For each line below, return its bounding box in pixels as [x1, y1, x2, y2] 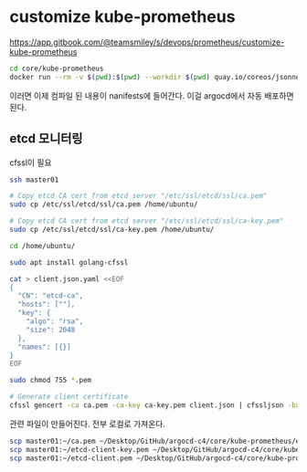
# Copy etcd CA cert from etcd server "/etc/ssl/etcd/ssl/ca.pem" [9, 192, 268, 201]
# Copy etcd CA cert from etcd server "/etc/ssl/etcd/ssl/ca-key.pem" [9, 216, 284, 226]
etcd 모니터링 [9, 131, 83, 147]
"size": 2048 [26, 325, 76, 334]
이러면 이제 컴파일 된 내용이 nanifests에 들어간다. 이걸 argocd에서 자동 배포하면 [9, 89, 294, 101]
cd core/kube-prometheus [9, 64, 104, 73]
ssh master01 [9, 175, 59, 184]
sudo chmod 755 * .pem [9, 376, 92, 385]
